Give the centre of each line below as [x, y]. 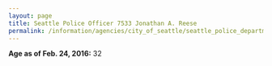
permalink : [27, 31]
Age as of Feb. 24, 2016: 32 [55, 54]
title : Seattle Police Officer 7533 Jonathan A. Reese [103, 23]
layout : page [30, 16]
